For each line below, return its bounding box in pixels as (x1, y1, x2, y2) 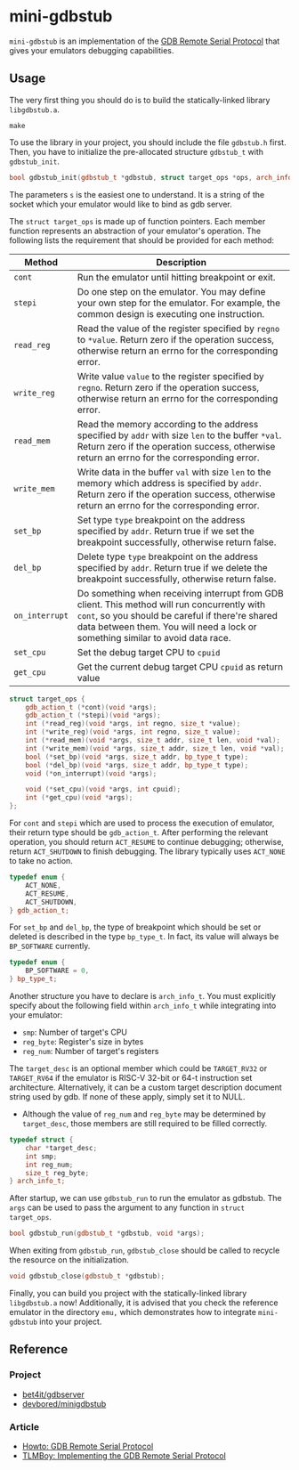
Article (9, 1420, 40, 1433)
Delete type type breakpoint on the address (77, 550, 259, 563)
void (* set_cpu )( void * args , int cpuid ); (25, 785, 181, 794)
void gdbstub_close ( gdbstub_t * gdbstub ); (9, 1271, 166, 1281)
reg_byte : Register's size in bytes (21, 1036, 144, 1047)
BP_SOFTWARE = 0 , (25, 966, 90, 976)
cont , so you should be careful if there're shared (77, 609, 279, 621)
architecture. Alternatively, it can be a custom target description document (9, 1082, 282, 1092)
